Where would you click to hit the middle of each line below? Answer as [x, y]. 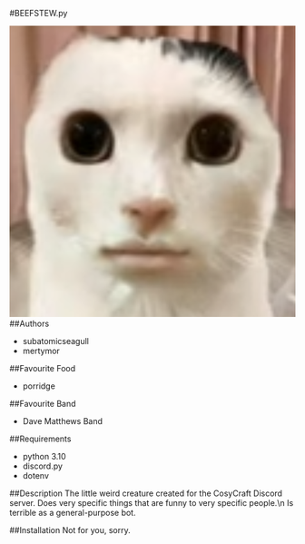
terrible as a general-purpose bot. [73, 512]
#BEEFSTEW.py [39, 13]
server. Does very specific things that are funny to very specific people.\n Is [152, 502]
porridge [39, 386]
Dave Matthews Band [62, 420]
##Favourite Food [42, 368]
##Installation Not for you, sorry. [70, 529]
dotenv [36, 475]
